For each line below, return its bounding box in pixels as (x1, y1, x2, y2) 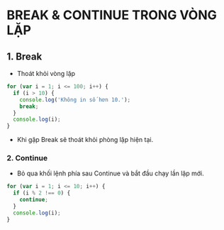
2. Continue (6, 153, 47, 163)
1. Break (6, 50, 43, 62)
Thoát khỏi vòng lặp (16, 70, 76, 77)
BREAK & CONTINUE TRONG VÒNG (6, 7, 218, 23)
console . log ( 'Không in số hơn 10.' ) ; (19, 96, 131, 103)
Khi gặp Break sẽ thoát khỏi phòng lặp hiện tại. (16, 136, 154, 144)
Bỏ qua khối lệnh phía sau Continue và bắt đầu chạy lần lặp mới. (16, 169, 205, 177)
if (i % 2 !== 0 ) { (13, 190, 71, 197)
